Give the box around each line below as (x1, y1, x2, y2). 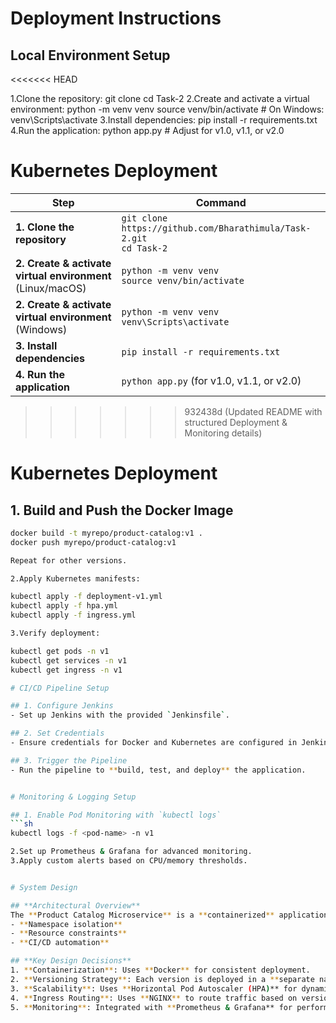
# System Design (10, 882, 78, 892)
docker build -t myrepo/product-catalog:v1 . (10, 528, 203, 538)
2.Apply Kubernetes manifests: (10, 573, 141, 584)
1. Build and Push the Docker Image (10, 502, 234, 519)
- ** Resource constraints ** (10, 928, 128, 939)
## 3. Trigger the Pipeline (10, 755, 128, 766)
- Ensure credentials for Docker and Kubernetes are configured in (10, 738, 298, 748)
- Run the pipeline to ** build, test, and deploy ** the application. (10, 765, 307, 775)
